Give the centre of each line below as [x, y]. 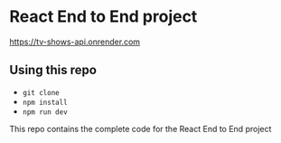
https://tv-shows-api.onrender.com [75, 42]
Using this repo [53, 70]
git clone [41, 92]
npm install [45, 102]
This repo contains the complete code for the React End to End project [140, 129]
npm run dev [45, 112]
